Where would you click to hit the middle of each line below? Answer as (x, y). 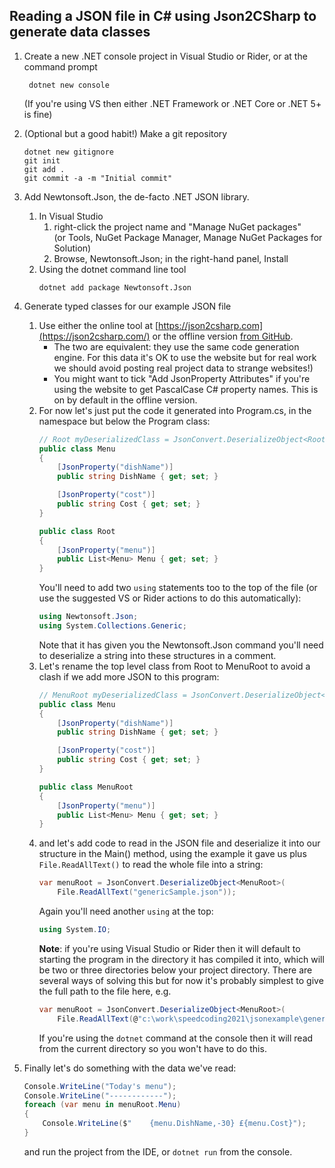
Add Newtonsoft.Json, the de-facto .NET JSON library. (136, 196)
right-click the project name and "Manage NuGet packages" (177, 226)
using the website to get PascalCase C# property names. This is (186, 389)
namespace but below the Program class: (124, 421)
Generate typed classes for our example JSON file (127, 306)
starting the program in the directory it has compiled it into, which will (181, 959)
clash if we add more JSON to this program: (129, 676)
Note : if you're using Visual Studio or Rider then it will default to (169, 948)
